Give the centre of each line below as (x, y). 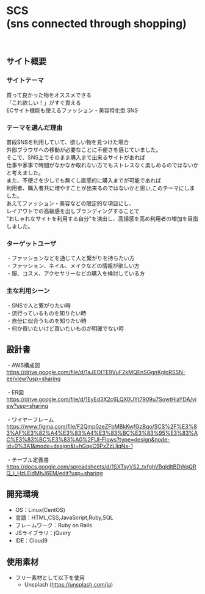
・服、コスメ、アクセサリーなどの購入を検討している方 (76, 274)
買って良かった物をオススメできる (49, 95)
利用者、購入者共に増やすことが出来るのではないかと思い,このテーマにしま (101, 188)
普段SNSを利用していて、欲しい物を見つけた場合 (68, 142)
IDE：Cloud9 (31, 541)
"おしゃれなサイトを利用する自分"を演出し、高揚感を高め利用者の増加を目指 (103, 219)
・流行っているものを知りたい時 (46, 313)
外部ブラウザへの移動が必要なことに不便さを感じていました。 (84, 149)
